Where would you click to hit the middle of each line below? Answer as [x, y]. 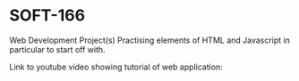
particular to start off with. [57, 49]
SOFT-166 [47, 16]
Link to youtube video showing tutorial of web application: [116, 67]
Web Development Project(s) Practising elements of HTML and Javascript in [150, 40]
